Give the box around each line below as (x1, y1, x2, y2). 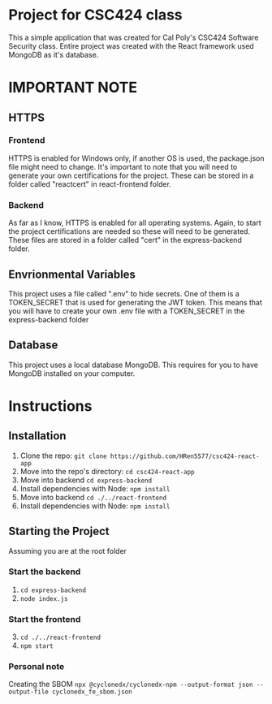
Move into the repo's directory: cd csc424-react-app (19, 466, 195, 476)
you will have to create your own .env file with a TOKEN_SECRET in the (8, 306, 245, 316)
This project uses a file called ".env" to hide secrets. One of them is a (8, 288, 240, 298)
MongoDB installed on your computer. (8, 368, 136, 378)
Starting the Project (8, 525, 110, 538)
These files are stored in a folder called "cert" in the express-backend (8, 235, 242, 245)
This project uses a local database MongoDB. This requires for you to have (8, 360, 258, 369)
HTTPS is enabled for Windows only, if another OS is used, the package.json (8, 153, 265, 163)
